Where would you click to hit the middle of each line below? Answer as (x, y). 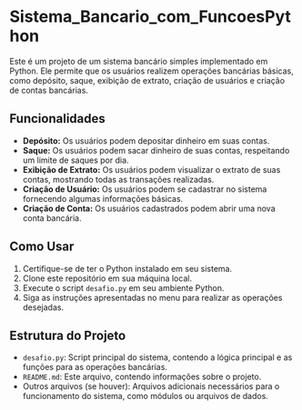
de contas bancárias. (49, 90)
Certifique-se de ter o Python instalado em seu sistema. (127, 268)
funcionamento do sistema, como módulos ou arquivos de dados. (145, 396)
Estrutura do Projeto (68, 335)
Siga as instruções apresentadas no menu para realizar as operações (152, 297)
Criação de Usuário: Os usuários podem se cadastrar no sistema (145, 189)
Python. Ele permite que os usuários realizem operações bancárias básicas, (151, 71)
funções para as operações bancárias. (95, 367)
